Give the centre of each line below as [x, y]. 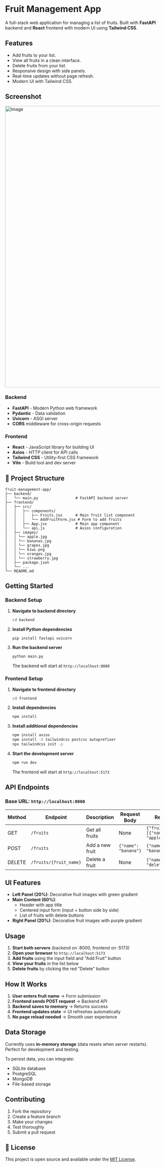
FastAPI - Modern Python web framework [55, 408]
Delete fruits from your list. [39, 65]
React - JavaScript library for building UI [53, 447]
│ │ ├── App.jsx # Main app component [62, 524]
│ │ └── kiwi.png [25, 549]
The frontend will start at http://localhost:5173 [61, 772]
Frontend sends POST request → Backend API [60, 1001]
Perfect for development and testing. [42, 1049]
